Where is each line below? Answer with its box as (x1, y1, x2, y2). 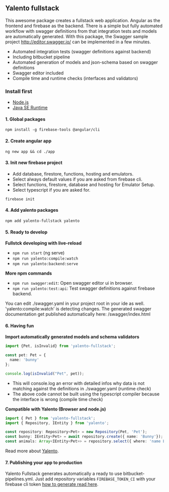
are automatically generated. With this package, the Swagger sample (5, 33, 148, 39)
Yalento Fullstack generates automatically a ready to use (5, 470, 122, 477)
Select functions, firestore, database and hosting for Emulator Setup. (12, 181, 155, 188)
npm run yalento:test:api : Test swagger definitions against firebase (12, 285, 155, 291)
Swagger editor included (12, 70, 64, 76)
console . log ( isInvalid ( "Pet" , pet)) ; (5, 371, 84, 376)
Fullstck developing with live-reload (5, 240, 82, 246)
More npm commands (5, 270, 52, 276)
